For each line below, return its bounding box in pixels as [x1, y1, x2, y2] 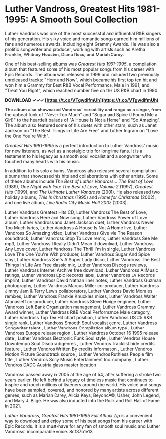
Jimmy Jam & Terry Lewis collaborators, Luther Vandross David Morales [5, 288, 153, 294]
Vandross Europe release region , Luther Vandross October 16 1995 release [5, 330, 159, 336]
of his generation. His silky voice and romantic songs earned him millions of [5, 36, 160, 42]
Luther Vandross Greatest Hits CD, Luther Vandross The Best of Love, [5, 209, 147, 215]
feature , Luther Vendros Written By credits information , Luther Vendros [5, 346, 152, 352]
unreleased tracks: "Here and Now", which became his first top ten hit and [5, 77, 157, 83]
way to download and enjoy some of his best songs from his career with [5, 418, 153, 424]
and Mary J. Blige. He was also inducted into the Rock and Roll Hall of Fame [5, 397, 160, 403]
